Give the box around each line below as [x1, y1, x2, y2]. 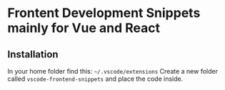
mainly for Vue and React [7, 20, 161, 36]
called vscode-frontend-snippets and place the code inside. [7, 74, 184, 83]
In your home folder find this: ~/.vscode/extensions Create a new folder [7, 67, 218, 75]
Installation [7, 48, 59, 60]
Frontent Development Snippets [7, 5, 201, 21]
